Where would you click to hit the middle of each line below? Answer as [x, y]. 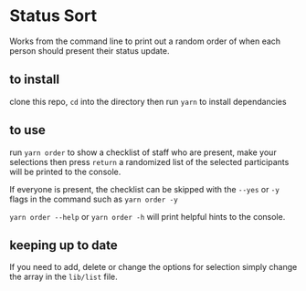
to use [27, 130]
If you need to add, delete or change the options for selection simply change [153, 267]
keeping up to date [64, 245]
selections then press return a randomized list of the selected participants [149, 161]
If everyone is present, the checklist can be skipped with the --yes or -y [145, 189]
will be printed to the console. [65, 171]
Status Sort [53, 16]
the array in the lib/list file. [63, 277]
